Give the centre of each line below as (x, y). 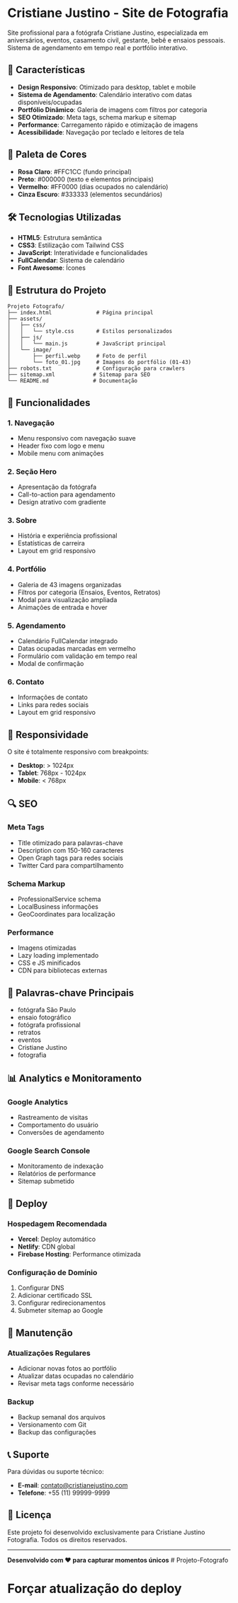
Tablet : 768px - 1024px (52, 773)
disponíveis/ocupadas (50, 102)
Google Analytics (38, 1101)
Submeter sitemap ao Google (60, 1310)
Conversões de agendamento (61, 1132)
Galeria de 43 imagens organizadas (69, 584)
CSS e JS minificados (49, 963)
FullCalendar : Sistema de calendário (71, 261)
